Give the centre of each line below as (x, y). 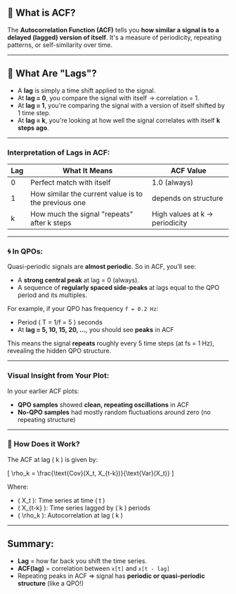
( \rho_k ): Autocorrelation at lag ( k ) (70, 515)
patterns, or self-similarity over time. (60, 45)
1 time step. (34, 112)
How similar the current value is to (86, 194)
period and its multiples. (52, 295)
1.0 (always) (173, 182)
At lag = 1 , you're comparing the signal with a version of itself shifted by (121, 105)
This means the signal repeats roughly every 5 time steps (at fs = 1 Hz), (111, 343)
